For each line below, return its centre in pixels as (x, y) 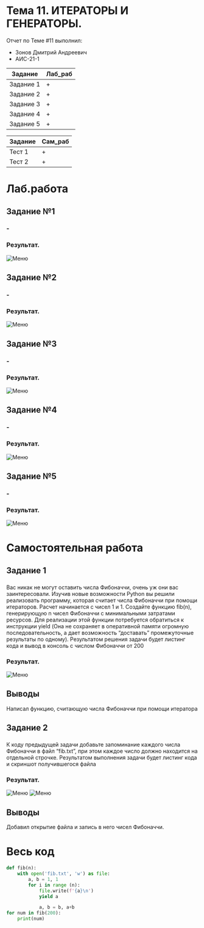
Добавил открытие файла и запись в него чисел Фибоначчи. (85, 827)
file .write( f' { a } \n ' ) (66, 891)
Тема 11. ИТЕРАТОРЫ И (68, 11)
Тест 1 (19, 151)
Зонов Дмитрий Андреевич (51, 52)
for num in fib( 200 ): (34, 913)
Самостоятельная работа (75, 548)
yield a (49, 896)
